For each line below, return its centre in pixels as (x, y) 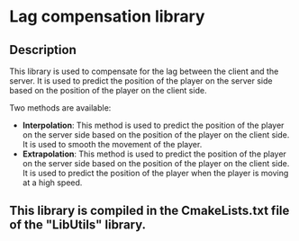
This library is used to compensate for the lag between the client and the (144, 71)
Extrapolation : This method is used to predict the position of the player (154, 154)
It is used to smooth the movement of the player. (112, 144)
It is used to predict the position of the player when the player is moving (155, 173)
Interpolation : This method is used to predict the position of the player (153, 125)
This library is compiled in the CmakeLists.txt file (149, 211)
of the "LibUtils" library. (78, 225)
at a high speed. (52, 183)
